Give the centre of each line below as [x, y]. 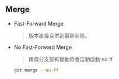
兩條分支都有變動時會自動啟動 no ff [71, 59]
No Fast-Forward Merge [43, 47]
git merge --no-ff [36, 70]
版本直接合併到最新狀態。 [59, 35]
